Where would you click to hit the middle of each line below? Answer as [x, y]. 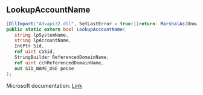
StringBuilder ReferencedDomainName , [62, 57]
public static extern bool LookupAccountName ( [66, 29]
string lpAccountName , [43, 41]
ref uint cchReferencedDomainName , [59, 63]
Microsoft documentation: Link [44, 85]
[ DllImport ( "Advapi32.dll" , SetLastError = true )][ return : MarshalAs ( [97, 23]
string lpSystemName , [41, 35]
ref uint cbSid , [35, 52]
